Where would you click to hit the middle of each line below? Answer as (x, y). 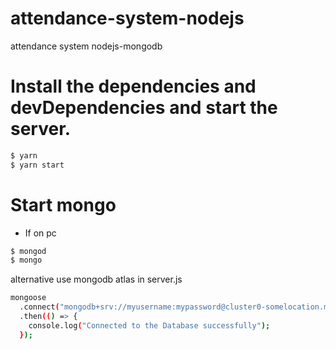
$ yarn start (37, 165)
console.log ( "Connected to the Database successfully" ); (149, 325)
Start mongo (63, 204)
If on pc (40, 233)
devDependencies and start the (144, 108)
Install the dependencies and (133, 86)
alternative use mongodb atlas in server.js (96, 279)
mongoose (28, 298)
